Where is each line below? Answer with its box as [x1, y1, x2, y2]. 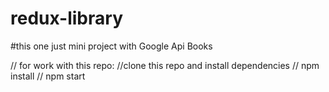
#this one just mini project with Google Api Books [10, 40, 213, 52]
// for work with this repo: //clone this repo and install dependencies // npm [10, 59, 320, 71]
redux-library [10, 7, 123, 30]
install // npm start [10, 70, 86, 82]
